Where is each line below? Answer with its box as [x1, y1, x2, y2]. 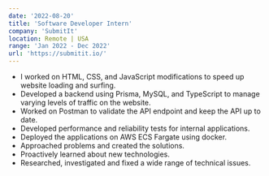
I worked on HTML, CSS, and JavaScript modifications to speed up [20, 72, 245, 81]
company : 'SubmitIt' [8, 27, 79, 35]
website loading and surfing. [20, 80, 116, 90]
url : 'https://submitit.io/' [8, 49, 107, 58]
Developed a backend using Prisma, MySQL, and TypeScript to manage [20, 89, 260, 98]
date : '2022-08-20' [8, 11, 75, 20]
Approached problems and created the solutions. [20, 141, 185, 150]
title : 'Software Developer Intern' [8, 19, 132, 28]
